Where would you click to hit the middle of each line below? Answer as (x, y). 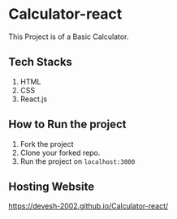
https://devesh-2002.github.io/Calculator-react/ (88, 206)
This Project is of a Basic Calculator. (69, 36)
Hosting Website (52, 186)
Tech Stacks (41, 62)
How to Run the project (68, 125)
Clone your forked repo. (60, 152)
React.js (34, 99)
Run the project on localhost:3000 (78, 161)
